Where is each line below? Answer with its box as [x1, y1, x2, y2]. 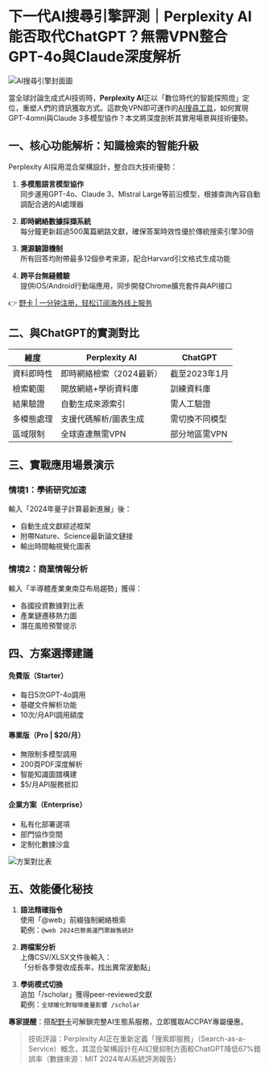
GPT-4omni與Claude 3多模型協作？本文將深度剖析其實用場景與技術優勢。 [8, 113, 253, 122]
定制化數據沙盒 [19, 839, 70, 849]
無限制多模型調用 [19, 749, 77, 759]
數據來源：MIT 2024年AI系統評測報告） [49, 1054, 181, 1064]
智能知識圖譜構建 [19, 770, 77, 779]
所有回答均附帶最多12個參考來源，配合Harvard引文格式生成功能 [19, 253, 231, 263]
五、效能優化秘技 [8, 882, 93, 895]
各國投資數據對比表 [19, 600, 85, 610]
